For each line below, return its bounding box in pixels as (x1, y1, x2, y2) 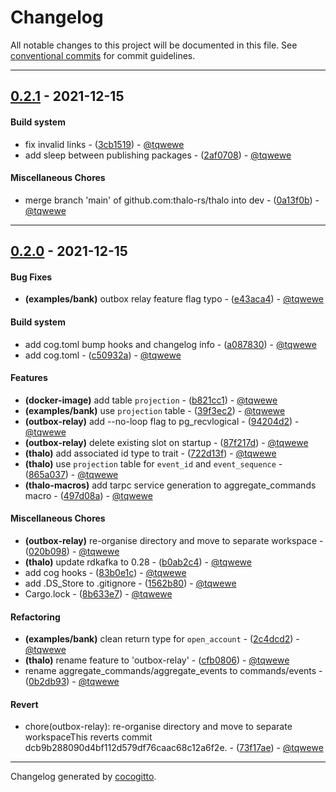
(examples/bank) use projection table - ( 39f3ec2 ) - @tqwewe (24, 404, 286, 416)
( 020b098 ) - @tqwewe (24, 545, 120, 557)
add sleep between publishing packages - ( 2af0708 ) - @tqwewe (24, 149, 292, 161)
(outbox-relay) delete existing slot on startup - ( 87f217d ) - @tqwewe (24, 436, 309, 448)
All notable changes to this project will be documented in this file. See (10, 39, 298, 51)
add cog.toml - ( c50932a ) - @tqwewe (24, 349, 182, 361)
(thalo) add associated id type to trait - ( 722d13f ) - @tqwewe (24, 447, 277, 459)
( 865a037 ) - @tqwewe (24, 468, 119, 480)
